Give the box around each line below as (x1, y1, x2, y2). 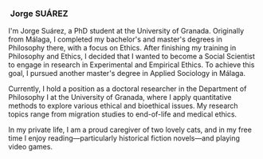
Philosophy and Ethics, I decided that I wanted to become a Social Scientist (8, 52, 255, 62)
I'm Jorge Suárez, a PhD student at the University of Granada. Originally (8, 26, 245, 36)
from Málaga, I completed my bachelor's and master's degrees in (8, 34, 223, 44)
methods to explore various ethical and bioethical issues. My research (8, 101, 238, 111)
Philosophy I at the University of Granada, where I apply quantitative (8, 93, 233, 102)
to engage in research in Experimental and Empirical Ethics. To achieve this (8, 60, 255, 70)
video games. (8, 142, 53, 152)
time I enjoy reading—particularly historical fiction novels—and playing (8, 133, 241, 143)
